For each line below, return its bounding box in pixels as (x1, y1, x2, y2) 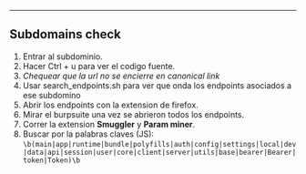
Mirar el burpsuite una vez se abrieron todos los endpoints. (22, 108, 245, 119)
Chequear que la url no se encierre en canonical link (22, 70, 220, 81)
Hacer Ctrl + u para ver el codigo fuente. (22, 60, 176, 71)
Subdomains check (9, 26, 121, 42)
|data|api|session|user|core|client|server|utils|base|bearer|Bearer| (22, 148, 297, 157)
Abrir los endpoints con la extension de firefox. (22, 99, 199, 110)
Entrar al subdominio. (22, 51, 103, 62)
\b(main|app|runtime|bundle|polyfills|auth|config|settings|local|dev (22, 139, 297, 148)
